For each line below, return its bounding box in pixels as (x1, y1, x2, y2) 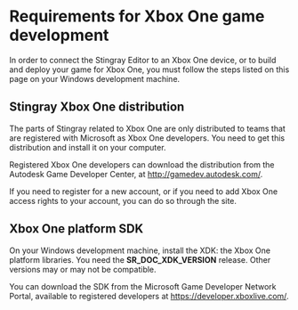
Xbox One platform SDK (9, 221, 144, 237)
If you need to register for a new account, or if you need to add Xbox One (9, 185, 278, 197)
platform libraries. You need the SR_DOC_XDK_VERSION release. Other (9, 254, 271, 265)
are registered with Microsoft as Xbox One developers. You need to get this (9, 132, 286, 143)
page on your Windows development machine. (9, 73, 181, 84)
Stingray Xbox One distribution (9, 100, 185, 115)
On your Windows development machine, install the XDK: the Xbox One (9, 245, 271, 256)
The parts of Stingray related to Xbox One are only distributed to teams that (9, 123, 286, 134)
